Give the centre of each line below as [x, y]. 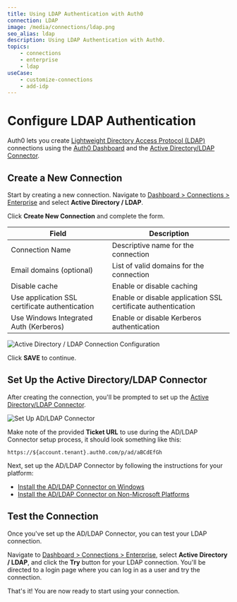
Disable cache [35, 286]
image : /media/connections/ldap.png [61, 27]
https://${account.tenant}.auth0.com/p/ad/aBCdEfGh [85, 452]
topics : [19, 47]
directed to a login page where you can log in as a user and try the [104, 569]
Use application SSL [44, 297]
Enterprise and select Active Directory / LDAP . [75, 202]
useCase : [20, 73]
